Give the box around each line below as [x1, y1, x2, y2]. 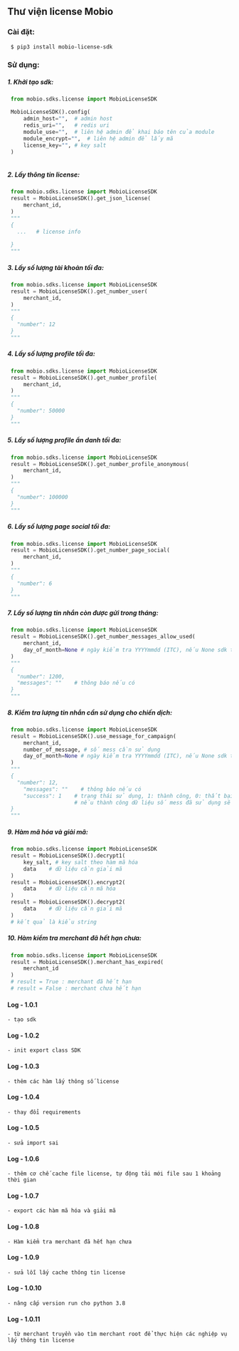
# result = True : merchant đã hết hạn [10, 978, 132, 985]
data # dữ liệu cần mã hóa [23, 885, 116, 893]
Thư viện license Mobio [7, 6, 114, 18]
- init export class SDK [7, 1047, 81, 1054]
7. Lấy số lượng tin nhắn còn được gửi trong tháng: [7, 609, 159, 617]
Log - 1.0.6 [7, 1154, 40, 1163]
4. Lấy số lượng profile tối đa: [7, 349, 96, 358]
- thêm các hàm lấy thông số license [7, 1077, 119, 1085]
